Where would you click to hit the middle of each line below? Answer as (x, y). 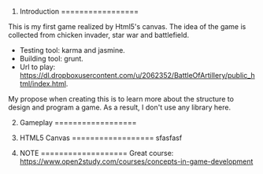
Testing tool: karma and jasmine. (72, 50)
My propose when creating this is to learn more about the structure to (121, 99)
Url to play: (37, 67)
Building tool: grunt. (52, 59)
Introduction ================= (79, 11)
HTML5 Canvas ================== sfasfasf (101, 138)
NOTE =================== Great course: (96, 153)
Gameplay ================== (78, 122)
